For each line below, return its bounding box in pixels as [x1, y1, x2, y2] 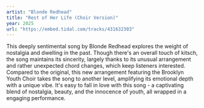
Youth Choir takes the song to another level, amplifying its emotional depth [6, 75, 194, 82]
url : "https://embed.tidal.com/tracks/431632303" [6, 26, 135, 32]
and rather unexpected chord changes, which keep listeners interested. [6, 62, 186, 70]
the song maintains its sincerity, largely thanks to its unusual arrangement [6, 56, 191, 63]
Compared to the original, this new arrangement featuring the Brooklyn [6, 68, 185, 76]
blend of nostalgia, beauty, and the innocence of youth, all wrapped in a [6, 88, 187, 95]
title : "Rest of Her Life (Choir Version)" [6, 15, 119, 21]
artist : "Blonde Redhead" [6, 9, 72, 15]
